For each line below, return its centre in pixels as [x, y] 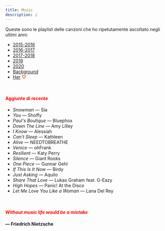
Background [25, 71]
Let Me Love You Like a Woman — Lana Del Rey [63, 191]
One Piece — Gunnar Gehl [40, 164]
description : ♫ [21, 15]
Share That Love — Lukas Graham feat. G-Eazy [62, 180]
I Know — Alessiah [32, 131]
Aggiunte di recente [27, 98]
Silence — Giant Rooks [36, 158]
